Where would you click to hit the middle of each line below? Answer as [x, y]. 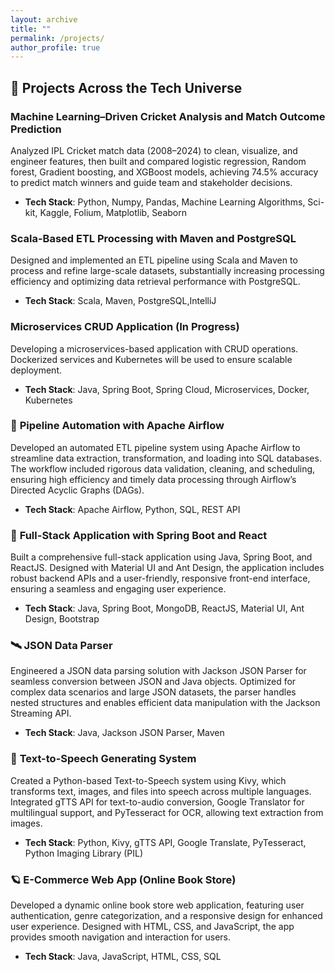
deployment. [36, 370]
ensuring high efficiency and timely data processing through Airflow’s [153, 479]
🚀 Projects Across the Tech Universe [126, 87]
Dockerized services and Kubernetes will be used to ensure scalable [151, 359]
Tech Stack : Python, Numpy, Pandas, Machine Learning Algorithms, [165, 202]
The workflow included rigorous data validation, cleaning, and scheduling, [163, 468]
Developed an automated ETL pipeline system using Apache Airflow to [155, 447]
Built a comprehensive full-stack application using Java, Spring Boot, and [161, 557]
